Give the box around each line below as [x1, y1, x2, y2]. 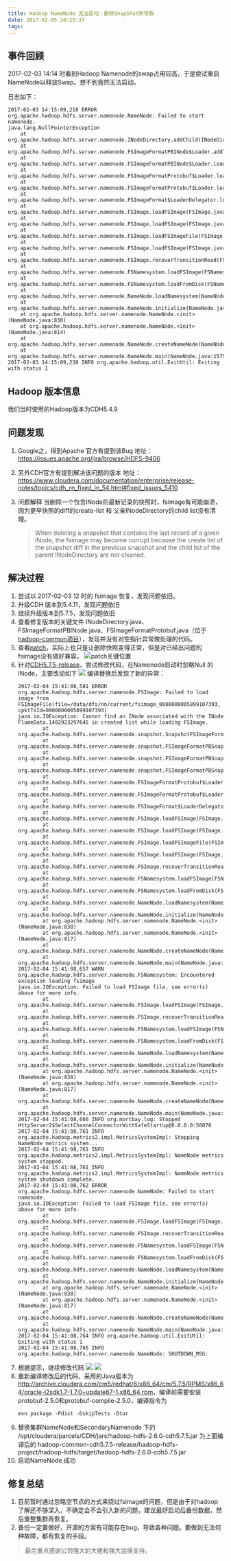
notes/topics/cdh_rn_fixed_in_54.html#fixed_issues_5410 [17, 483, 178, 491]
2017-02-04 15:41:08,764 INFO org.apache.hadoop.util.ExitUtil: [17, 1332, 206, 1339]
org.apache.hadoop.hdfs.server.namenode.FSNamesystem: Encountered [17, 971, 215, 978]
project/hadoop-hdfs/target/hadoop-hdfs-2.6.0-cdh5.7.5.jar [17, 1448, 186, 1456]
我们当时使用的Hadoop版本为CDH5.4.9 [8, 405, 119, 413]
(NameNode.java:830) [8, 317, 67, 324]
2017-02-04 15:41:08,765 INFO [17, 1344, 105, 1351]
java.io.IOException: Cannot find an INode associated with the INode [17, 713, 224, 720]
